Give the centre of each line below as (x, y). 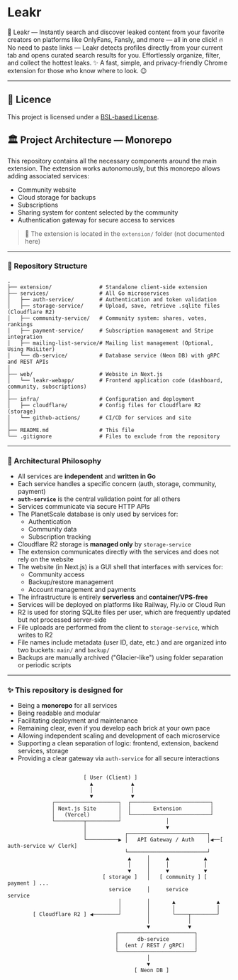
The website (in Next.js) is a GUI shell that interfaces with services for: (120, 567)
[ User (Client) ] (110, 778)
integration (25, 337)
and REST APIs (28, 362)
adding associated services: (49, 176)
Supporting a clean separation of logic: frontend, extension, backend (118, 743)
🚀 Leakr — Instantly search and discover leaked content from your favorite (116, 32)
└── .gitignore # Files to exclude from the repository (114, 436)
